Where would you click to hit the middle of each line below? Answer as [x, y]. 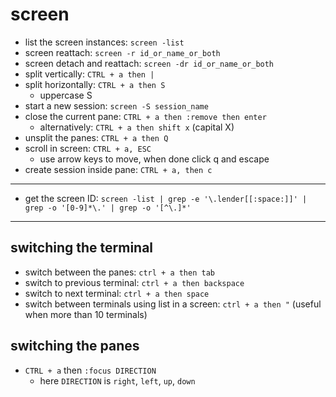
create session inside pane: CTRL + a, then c [118, 169]
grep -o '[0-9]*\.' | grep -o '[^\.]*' [108, 208]
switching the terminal [82, 248]
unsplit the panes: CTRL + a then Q [96, 137]
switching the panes [75, 346]
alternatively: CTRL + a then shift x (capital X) [137, 127]
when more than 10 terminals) [86, 314]
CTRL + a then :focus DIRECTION [90, 370]
